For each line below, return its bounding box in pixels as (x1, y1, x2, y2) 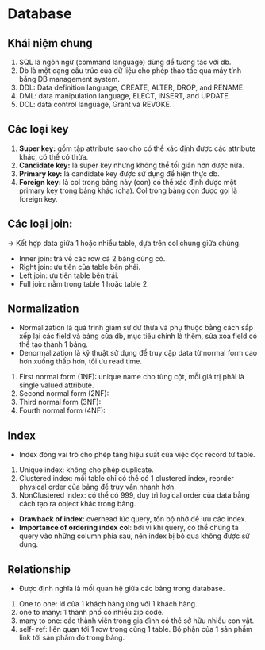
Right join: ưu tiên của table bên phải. (18, 262, 140, 271)
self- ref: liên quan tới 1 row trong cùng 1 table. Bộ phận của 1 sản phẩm (18, 625, 253, 634)
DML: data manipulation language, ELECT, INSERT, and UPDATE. (18, 91, 231, 100)
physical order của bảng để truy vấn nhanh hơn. (18, 482, 176, 492)
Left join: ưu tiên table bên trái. (18, 271, 120, 280)
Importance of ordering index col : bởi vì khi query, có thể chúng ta (18, 523, 239, 533)
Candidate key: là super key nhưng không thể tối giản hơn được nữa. (18, 160, 245, 170)
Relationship (7, 563, 71, 576)
